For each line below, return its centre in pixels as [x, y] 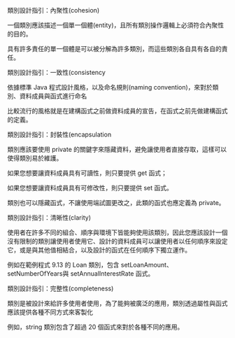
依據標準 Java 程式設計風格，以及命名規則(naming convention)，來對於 [110, 87]
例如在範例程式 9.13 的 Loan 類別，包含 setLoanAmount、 [90, 265]
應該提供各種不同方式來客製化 [50, 312]
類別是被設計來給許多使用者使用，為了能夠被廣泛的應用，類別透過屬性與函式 [117, 303]
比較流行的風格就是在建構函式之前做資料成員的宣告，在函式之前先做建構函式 [117, 111]
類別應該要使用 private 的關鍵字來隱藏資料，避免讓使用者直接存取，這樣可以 [117, 149]
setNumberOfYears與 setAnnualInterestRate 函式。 [81, 274]
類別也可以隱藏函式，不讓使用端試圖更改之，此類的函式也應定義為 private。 [116, 203]
